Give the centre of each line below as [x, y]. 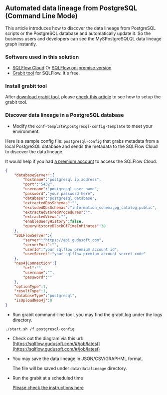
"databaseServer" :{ [34, 175]
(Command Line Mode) [42, 16]
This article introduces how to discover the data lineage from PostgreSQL [81, 28]
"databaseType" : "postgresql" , [46, 296]
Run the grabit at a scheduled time [48, 378]
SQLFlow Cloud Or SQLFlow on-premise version [62, 68]
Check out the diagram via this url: [48, 338]
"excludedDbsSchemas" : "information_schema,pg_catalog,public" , [90, 207]
